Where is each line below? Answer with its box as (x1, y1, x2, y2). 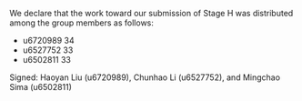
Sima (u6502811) (9, 82, 73, 92)
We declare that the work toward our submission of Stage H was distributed (9, 8, 294, 18)
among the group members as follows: (9, 17, 155, 28)
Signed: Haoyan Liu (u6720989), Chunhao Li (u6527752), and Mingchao (9, 72, 280, 83)
